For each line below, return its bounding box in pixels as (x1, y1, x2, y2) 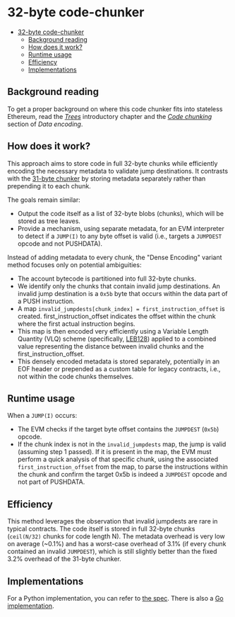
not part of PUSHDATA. (17, 477, 85, 486)
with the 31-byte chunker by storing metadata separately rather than (7, 174, 206, 183)
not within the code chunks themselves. (17, 372, 134, 380)
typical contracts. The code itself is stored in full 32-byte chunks (7, 525, 195, 533)
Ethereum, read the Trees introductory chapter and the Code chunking (7, 112, 212, 120)
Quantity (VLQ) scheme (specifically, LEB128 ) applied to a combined (17, 334, 217, 343)
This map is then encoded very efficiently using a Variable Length (17, 327, 209, 335)
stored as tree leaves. (17, 217, 81, 225)
